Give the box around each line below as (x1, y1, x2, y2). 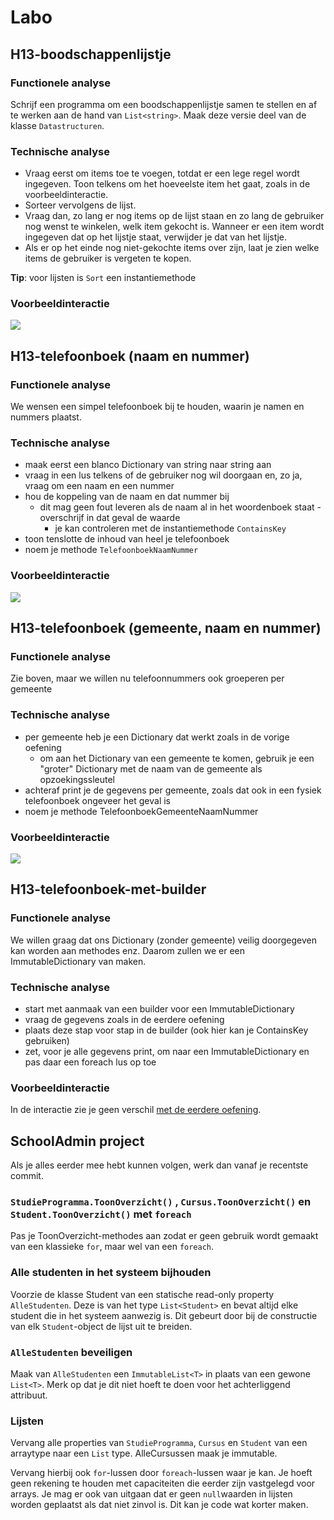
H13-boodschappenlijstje (10, 46, 172, 63)
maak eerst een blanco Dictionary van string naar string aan (24, 459, 272, 471)
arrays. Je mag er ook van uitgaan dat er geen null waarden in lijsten (10, 1488, 293, 1500)
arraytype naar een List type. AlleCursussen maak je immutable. (10, 1447, 278, 1460)
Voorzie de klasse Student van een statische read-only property (10, 1288, 275, 1300)
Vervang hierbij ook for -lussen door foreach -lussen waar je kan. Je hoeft (10, 1467, 313, 1479)
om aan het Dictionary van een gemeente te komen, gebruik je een (39, 752, 315, 764)
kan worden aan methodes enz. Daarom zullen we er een (10, 944, 246, 956)
